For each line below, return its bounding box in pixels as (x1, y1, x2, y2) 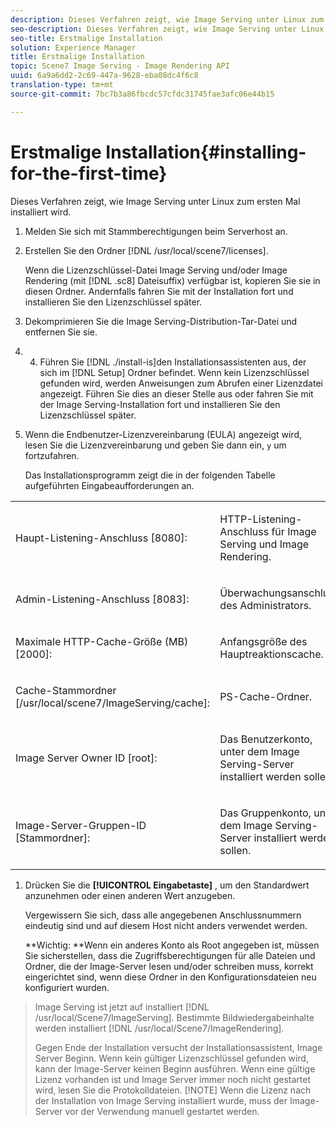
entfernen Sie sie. (24, 326, 98, 338)
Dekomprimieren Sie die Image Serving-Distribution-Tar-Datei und (24, 315, 298, 327)
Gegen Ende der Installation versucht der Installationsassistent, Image (34, 1041, 323, 1053)
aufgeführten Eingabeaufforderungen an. (24, 479, 195, 491)
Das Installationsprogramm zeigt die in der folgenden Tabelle (24, 469, 276, 481)
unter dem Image (219, 744, 300, 758)
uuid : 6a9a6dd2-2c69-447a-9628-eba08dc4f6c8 (10, 71, 199, 81)
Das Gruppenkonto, (219, 806, 312, 820)
